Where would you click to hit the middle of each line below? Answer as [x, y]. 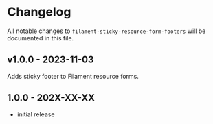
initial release [36, 114]
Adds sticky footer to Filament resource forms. [73, 76]
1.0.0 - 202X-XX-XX [51, 98]
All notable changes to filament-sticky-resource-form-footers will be [106, 31]
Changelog [39, 12]
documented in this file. [41, 38]
